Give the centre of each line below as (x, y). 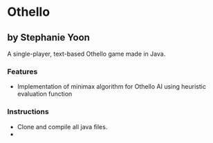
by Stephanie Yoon (48, 37)
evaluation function (45, 94)
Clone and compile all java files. (62, 126)
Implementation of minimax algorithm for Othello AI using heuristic (111, 87)
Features (22, 71)
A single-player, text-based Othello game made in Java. (86, 54)
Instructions (28, 112)
